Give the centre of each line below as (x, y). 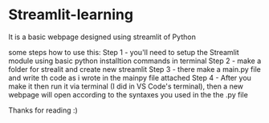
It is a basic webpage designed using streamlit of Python (102, 37)
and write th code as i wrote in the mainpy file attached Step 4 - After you (130, 77)
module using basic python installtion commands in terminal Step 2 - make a (135, 61)
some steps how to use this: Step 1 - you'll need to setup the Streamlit (124, 52)
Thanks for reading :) (43, 110)
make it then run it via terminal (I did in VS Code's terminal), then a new (126, 86)
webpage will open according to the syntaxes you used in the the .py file (128, 94)
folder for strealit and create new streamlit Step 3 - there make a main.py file (134, 69)
